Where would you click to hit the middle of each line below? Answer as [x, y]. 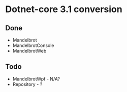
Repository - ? [27, 84]
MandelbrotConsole [33, 45]
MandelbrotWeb [29, 51]
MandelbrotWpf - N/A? [36, 79]
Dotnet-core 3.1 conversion [64, 9]
